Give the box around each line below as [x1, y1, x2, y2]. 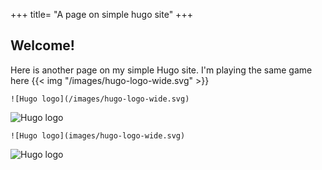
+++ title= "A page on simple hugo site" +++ [10, 9, 193, 20]
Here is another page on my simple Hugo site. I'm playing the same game [10, 64, 313, 76]
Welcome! [10, 37, 75, 54]
